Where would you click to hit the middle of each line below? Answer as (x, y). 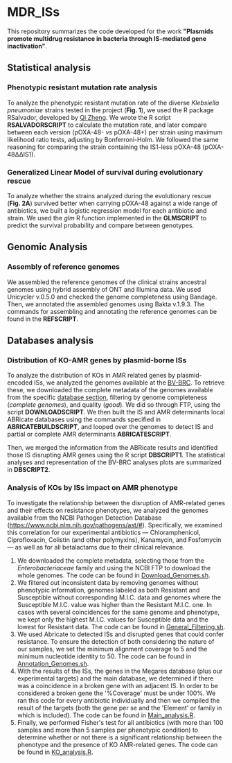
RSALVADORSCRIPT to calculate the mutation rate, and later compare (107, 125)
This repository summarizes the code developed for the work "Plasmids (110, 31)
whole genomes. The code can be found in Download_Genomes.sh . (114, 575)
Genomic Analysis (47, 247)
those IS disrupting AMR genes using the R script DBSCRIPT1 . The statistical (116, 455)
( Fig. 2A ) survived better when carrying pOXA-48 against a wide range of (113, 203)
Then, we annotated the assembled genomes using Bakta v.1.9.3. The (106, 304)
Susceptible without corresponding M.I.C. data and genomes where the (119, 597)
